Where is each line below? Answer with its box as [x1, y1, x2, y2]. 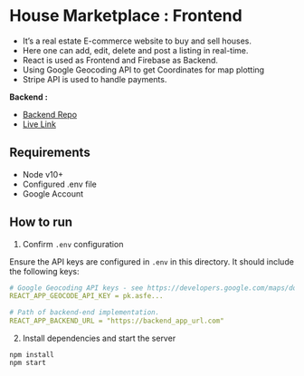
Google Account [22, 188, 84, 199]
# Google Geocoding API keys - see [9, 283, 144, 293]
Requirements [9, 145, 90, 160]
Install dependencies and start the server [22, 333, 176, 344]
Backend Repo [22, 109, 78, 120]
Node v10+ [22, 169, 64, 179]
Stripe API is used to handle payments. [22, 73, 167, 84]
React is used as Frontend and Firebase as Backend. [22, 54, 219, 65]
